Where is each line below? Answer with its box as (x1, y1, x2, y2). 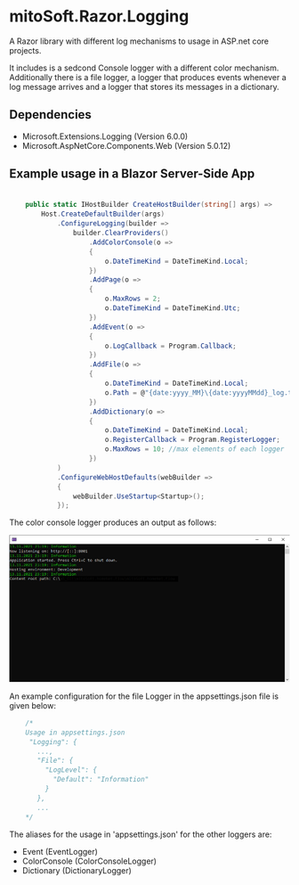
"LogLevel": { (44, 766, 98, 774)
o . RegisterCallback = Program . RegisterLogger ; (104, 435, 280, 445)
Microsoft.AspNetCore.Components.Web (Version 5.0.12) (21, 140, 231, 151)
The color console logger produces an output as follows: (9, 517, 217, 528)
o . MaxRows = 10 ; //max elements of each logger (104, 445, 285, 454)
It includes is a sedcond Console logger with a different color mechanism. (9, 62, 279, 73)
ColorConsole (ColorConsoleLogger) (21, 856, 158, 866)
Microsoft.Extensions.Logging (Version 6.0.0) (21, 131, 189, 142)
